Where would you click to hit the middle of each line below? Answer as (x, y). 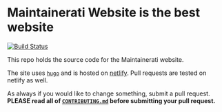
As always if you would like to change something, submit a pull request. (109, 93)
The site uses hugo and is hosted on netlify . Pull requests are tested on (107, 73)
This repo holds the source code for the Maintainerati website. (95, 59)
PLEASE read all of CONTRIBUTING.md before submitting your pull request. (111, 100)
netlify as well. (28, 80)
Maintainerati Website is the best (104, 13)
